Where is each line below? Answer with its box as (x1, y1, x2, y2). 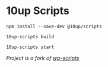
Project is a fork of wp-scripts (6, 54, 80, 61)
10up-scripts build (6, 33, 55, 39)
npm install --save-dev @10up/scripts (6, 24, 102, 29)
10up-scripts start (6, 44, 55, 50)
